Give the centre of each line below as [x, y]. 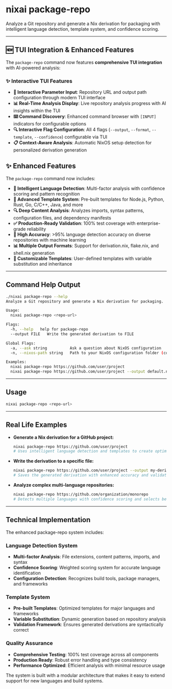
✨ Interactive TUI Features [39, 81]
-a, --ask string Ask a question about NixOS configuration [86, 348]
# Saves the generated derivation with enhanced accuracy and [81, 475]
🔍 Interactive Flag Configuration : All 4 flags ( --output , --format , [82, 130]
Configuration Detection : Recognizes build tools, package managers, [87, 578]
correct [21, 630]
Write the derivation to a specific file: [53, 461]
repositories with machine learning [50, 240]
